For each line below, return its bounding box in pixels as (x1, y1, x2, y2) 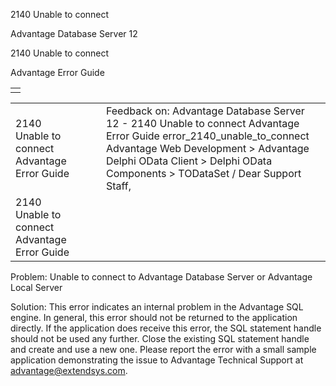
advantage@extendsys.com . (10, 365, 128, 376)
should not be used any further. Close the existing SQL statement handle (10, 333, 310, 344)
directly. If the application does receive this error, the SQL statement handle (10, 322, 322, 334)
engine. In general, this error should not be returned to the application (10, 312, 298, 323)
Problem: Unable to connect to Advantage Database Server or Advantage (10, 271, 313, 283)
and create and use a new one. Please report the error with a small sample (10, 344, 317, 355)
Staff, (105, 179, 132, 193)
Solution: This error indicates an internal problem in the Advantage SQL (10, 301, 304, 313)
